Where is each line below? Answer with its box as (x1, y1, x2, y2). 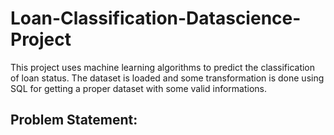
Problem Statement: (10, 112, 138, 129)
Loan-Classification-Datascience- (10, 7, 302, 30)
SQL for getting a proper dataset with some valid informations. (10, 82, 268, 94)
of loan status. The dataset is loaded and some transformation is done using (10, 72, 325, 84)
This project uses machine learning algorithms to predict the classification (10, 61, 316, 73)
